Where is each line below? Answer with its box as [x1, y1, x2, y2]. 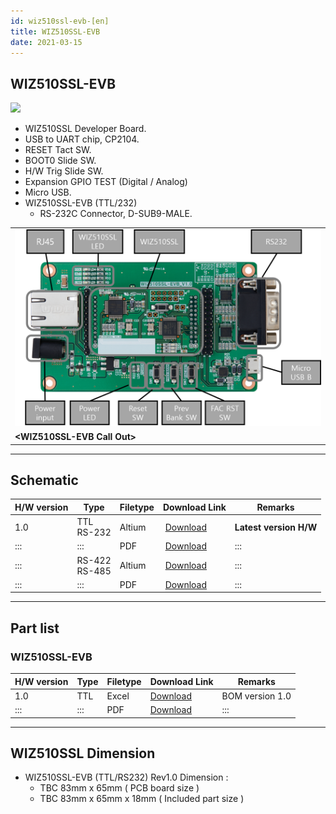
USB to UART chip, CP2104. [24, 133, 140, 145]
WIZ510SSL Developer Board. [24, 123, 147, 135]
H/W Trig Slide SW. [24, 165, 104, 177]
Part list [10, 620, 60, 637]
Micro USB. [24, 186, 72, 199]
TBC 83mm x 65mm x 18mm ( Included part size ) [39, 793, 245, 805]
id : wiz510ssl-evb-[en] [10, 16, 110, 26]
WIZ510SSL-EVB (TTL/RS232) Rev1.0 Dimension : [24, 771, 229, 784]
